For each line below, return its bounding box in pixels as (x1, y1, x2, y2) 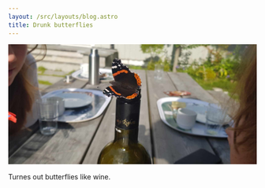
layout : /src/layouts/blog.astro (8, 13, 118, 20)
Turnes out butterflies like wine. (8, 172, 111, 182)
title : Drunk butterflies (8, 20, 93, 29)
